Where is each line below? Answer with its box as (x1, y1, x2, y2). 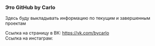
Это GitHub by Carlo (5, 4, 56, 11)
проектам (5, 20, 26, 26)
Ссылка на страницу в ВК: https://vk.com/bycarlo (5, 30, 109, 36)
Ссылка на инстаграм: (5, 35, 53, 41)
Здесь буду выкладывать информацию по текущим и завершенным (5, 15, 150, 21)
